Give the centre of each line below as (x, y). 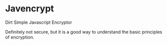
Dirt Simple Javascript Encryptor (39, 22)
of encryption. (20, 37)
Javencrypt (29, 9)
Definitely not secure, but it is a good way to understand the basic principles (84, 32)
